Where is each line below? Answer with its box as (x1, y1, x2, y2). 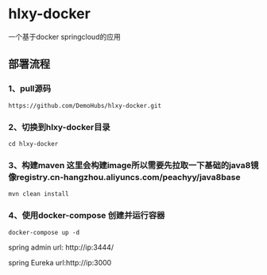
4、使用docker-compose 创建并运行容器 (8, 210, 165, 221)
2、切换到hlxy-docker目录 (8, 121, 110, 132)
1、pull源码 (8, 83, 52, 94)
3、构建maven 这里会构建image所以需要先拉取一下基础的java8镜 (8, 159, 259, 170)
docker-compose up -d (8, 228, 80, 236)
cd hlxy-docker (8, 139, 59, 147)
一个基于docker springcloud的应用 (8, 32, 121, 41)
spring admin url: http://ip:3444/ (8, 243, 114, 252)
